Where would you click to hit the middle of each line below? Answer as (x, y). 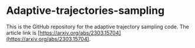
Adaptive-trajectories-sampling (85, 11)
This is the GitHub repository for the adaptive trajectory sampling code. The (97, 27)
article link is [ (23, 32)
